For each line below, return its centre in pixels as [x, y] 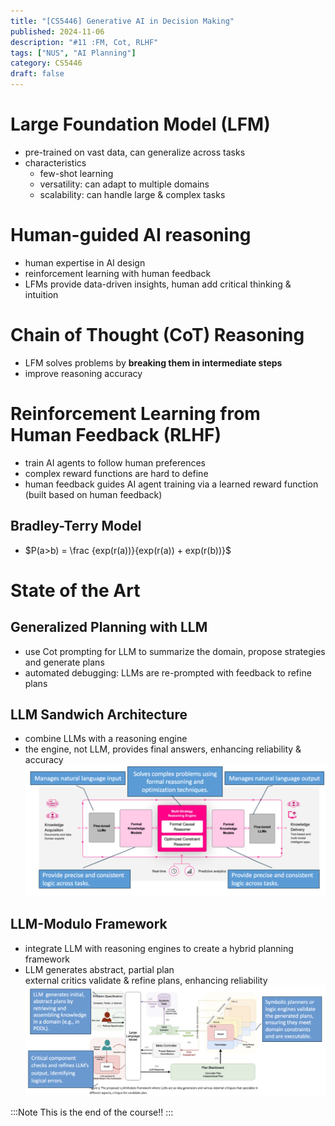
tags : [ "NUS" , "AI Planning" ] [73, 53]
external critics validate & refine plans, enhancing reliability [146, 980]
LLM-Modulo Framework [89, 924]
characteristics [55, 162]
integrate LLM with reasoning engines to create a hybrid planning [159, 948]
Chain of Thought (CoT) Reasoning [157, 335]
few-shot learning [76, 173]
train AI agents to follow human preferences [115, 462]
